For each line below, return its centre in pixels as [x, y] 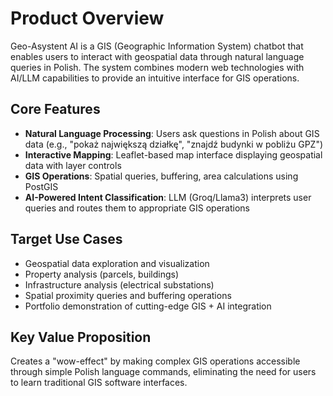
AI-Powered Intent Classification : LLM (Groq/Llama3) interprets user [168, 197]
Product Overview [87, 18]
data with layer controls [73, 165]
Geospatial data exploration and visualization [117, 263]
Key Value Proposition [81, 337]
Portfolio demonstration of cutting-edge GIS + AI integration [148, 306]
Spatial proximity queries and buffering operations [128, 295]
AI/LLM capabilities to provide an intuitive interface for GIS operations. [155, 78]
